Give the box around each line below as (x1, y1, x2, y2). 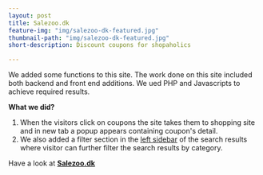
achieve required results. (8, 87, 90, 96)
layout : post (8, 11, 52, 20)
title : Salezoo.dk (8, 19, 70, 27)
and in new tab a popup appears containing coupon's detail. (19, 126, 218, 136)
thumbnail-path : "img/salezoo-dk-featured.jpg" (8, 33, 170, 42)
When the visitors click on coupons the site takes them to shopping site (19, 118, 256, 127)
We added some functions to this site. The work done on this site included (8, 70, 253, 80)
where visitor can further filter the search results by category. (19, 143, 223, 153)
